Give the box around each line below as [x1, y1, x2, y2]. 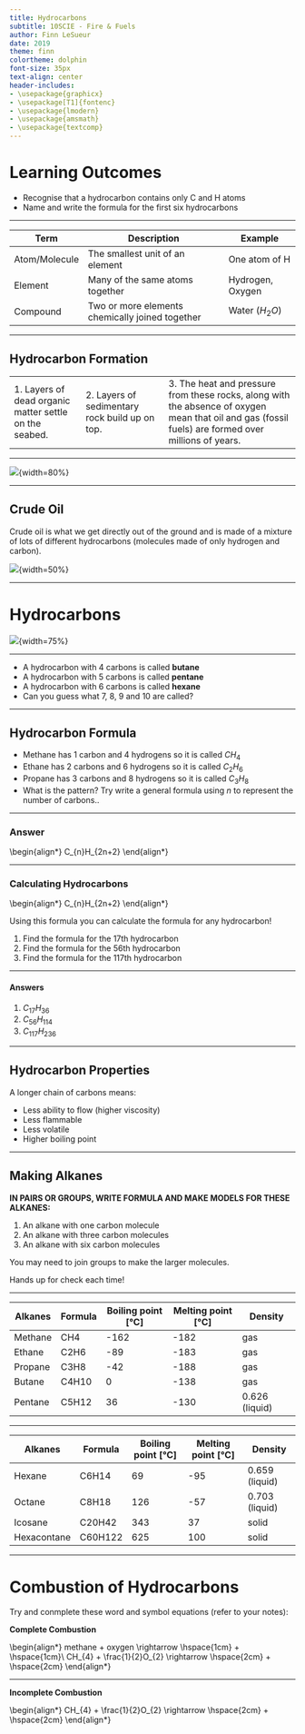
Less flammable [22, 1114, 83, 1125]
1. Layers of [14, 382, 65, 395]
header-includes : [9, 81, 75, 90]
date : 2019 [9, 38, 51, 48]
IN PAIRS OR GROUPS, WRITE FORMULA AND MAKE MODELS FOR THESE [9, 1192, 290, 1204]
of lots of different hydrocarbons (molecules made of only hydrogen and [9, 535, 280, 546]
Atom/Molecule [14, 253, 80, 265]
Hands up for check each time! [9, 1273, 125, 1285]
